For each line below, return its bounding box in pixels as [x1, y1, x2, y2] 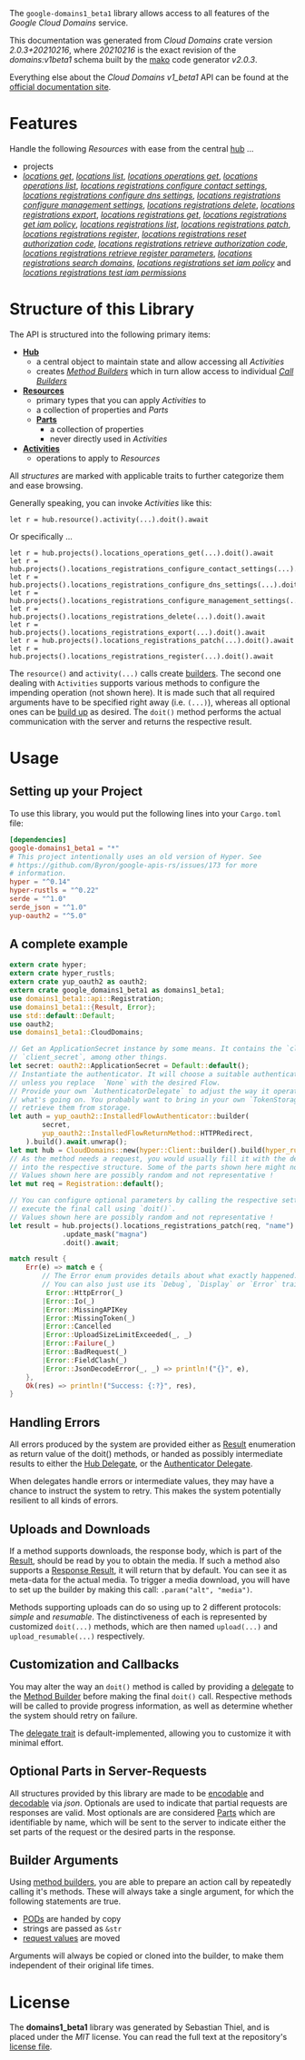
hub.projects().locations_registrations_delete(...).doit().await [9, 612, 266, 621]
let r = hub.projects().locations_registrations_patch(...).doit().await [9, 636, 295, 645]
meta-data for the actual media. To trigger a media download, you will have [9, 1574, 290, 1585]
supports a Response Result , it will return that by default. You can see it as [9, 1564, 288, 1575]
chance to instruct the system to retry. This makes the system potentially [9, 1485, 281, 1497]
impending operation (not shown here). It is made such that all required [9, 687, 275, 698]
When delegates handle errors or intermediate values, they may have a [9, 1476, 275, 1487]
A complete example [9, 936, 129, 952]
